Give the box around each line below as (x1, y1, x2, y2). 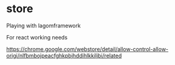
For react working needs (6, 33, 68, 41)
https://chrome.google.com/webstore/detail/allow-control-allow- (6, 45, 169, 53)
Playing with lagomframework (6, 22, 81, 29)
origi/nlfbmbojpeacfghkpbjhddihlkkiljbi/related (6, 52, 122, 59)
